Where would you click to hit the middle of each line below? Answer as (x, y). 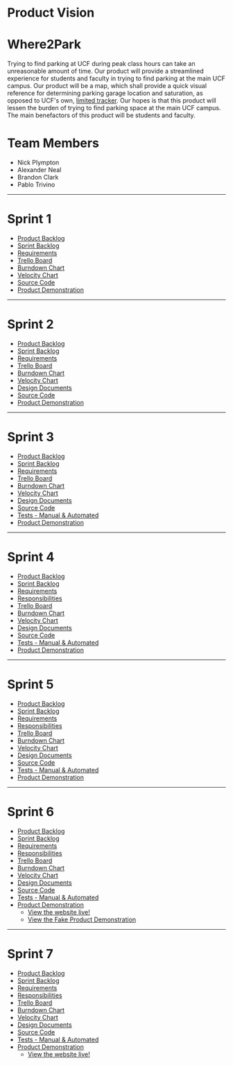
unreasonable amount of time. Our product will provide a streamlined (106, 71)
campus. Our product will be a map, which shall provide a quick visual (107, 86)
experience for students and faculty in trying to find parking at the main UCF (116, 78)
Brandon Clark (38, 177)
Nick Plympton (38, 163)
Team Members (53, 143)
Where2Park (44, 45)
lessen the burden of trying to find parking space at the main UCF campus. (114, 108)
